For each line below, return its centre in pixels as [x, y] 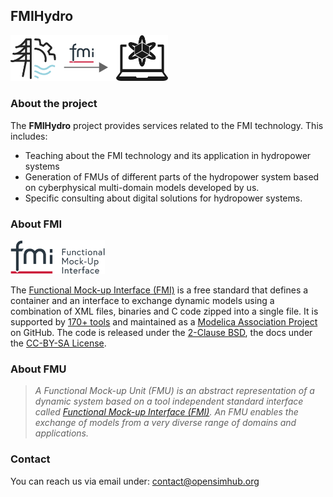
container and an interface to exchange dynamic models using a [142, 301]
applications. [62, 433]
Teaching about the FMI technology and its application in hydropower [168, 155]
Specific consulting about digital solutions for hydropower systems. [163, 198]
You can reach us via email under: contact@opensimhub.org [135, 481]
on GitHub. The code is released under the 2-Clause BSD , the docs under [161, 333]
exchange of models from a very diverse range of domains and [165, 423]
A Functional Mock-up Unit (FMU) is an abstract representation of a [174, 391]
